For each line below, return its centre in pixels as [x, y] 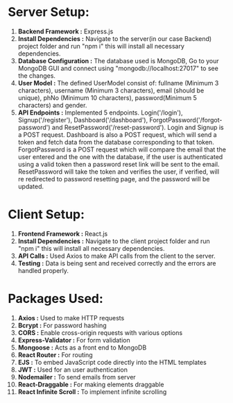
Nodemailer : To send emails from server [77, 377]
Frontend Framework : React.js [63, 233]
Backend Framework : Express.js [66, 31]
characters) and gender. [52, 105]
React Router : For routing [55, 354]
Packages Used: [55, 299]
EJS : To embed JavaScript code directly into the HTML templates [112, 362]
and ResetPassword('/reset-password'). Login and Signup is [138, 127]
